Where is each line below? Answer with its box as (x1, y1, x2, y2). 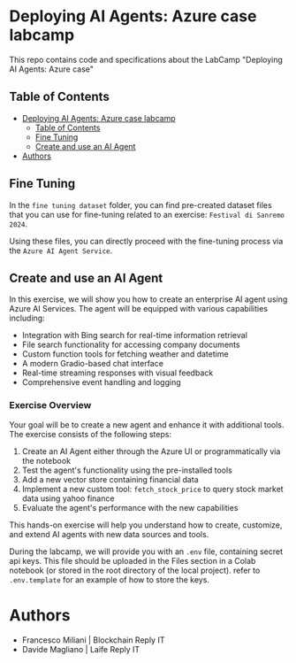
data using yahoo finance (21, 493, 115, 504)
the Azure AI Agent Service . (9, 245, 113, 256)
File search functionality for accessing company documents (21, 339, 240, 351)
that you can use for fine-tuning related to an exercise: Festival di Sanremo (9, 209, 285, 220)
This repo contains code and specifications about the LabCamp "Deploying (9, 54, 283, 65)
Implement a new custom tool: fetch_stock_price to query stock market (21, 483, 285, 494)
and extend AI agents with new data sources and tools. (9, 528, 209, 539)
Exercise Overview (9, 399, 92, 412)
